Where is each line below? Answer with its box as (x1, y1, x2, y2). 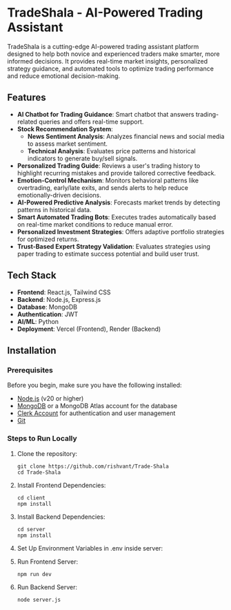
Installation (7, 344, 57, 356)
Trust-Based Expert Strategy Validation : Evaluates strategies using (17, 242, 210, 250)
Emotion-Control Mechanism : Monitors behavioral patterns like (17, 176, 199, 184)
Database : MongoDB (17, 303, 78, 311)
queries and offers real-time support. (39, 117, 144, 126)
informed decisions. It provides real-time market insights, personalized (7, 57, 208, 65)
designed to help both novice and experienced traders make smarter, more (7, 50, 220, 58)
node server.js (17, 596, 61, 603)
